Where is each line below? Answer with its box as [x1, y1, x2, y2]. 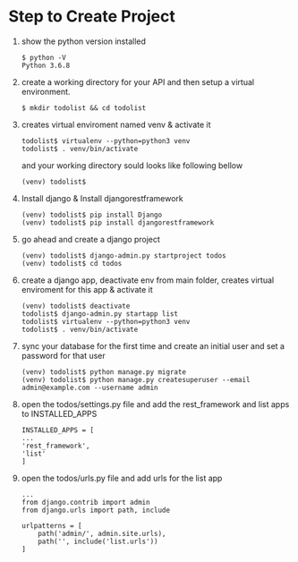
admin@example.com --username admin [21, 383, 158, 392]
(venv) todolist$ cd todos [21, 259, 123, 268]
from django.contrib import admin [21, 498, 150, 507]
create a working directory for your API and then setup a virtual [21, 76, 255, 87]
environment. [21, 86, 71, 97]
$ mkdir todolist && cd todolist [21, 103, 147, 113]
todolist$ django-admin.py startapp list [21, 309, 178, 319]
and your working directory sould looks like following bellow [21, 159, 243, 171]
